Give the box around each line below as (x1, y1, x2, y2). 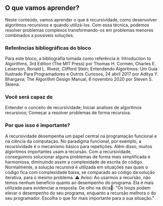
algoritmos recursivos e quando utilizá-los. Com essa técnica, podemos (5, 22, 150, 28)
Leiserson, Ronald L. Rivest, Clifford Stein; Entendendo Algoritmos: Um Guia (5, 66, 158, 72)
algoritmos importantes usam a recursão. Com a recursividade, (5, 149, 132, 154)
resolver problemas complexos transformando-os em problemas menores (5, 27, 154, 33)
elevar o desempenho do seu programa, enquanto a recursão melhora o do (5, 190, 156, 196)
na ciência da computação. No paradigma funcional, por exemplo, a (5, 138, 142, 144)
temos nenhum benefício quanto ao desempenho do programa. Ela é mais (5, 180, 154, 186)
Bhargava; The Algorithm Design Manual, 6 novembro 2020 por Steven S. (5, 76, 153, 82)
